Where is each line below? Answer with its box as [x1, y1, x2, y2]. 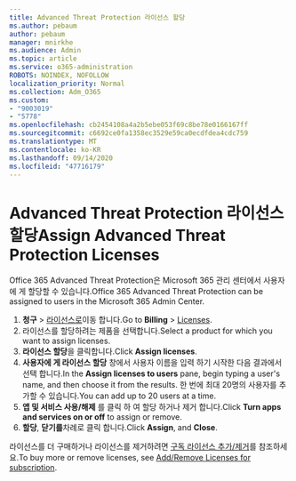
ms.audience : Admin [9, 46, 82, 55]
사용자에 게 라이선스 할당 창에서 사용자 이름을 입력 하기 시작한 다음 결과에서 [21, 357, 283, 368]
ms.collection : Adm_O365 [9, 87, 101, 96]
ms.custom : [9, 95, 50, 105]
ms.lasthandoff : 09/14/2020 [9, 153, 114, 163]
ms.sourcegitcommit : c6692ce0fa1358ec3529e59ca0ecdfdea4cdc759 [9, 129, 249, 138]
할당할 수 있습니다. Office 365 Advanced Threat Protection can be [28, 286, 264, 297]
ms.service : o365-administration [9, 63, 133, 72]
